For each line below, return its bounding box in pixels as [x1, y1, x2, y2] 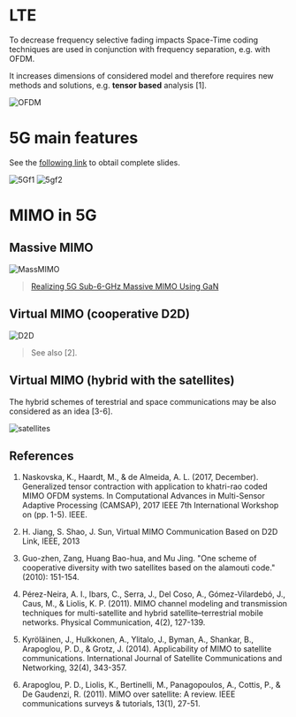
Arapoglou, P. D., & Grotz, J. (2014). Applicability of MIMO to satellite [21, 644, 272, 654]
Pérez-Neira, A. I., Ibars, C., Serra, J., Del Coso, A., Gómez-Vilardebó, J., [21, 589, 285, 599]
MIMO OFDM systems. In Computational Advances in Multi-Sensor [21, 491, 265, 501]
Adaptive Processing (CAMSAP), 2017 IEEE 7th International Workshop [21, 500, 279, 511]
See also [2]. [30, 347, 78, 358]
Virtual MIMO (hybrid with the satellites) [9, 373, 235, 388]
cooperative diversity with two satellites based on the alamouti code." [21, 562, 276, 573]
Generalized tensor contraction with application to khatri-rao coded [21, 481, 268, 492]
